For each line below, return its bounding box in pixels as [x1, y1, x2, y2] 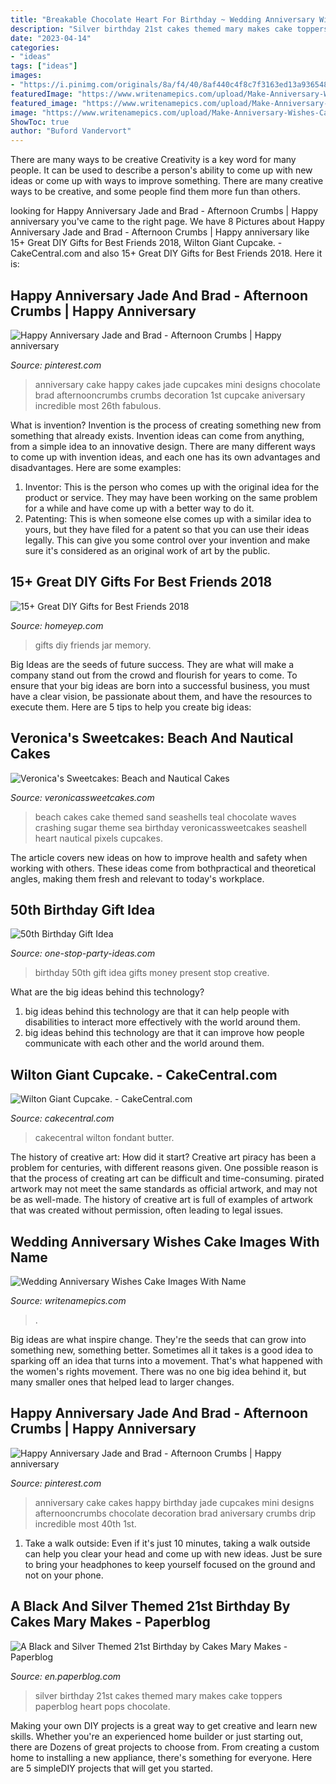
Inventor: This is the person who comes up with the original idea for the [24, 481, 320, 493]
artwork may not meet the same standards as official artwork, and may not [10, 1183, 318, 1195]
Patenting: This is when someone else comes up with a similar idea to [24, 512, 312, 525]
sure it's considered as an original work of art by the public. [24, 544, 271, 556]
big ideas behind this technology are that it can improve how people [24, 1027, 305, 1039]
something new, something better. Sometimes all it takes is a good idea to [10, 1344, 314, 1356]
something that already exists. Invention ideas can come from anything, [10, 429, 305, 441]
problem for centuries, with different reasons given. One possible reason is [10, 1162, 319, 1174]
